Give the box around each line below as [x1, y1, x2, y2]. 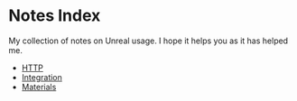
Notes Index [8, 5, 101, 26]
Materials [21, 81, 57, 92]
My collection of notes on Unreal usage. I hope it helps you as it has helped [8, 35, 289, 46]
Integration [21, 71, 62, 82]
